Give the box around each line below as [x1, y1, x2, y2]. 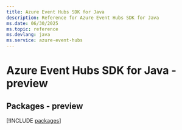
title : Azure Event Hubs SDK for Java [6, 9, 105, 15]
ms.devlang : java [6, 32, 51, 38]
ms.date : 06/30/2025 [6, 20, 59, 26]
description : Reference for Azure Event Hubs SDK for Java [6, 15, 159, 21]
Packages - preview [6, 101, 83, 111]
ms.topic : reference [6, 26, 59, 32]
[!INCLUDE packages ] [6, 117, 61, 124]
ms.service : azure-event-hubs [6, 37, 83, 43]
